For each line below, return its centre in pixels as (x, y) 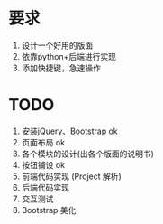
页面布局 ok (43, 142)
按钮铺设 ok (43, 164)
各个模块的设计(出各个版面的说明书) (88, 154)
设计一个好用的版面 (57, 45)
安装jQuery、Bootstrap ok (69, 131)
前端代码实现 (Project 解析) (72, 176)
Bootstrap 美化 (49, 210)
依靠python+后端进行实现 (68, 56)
